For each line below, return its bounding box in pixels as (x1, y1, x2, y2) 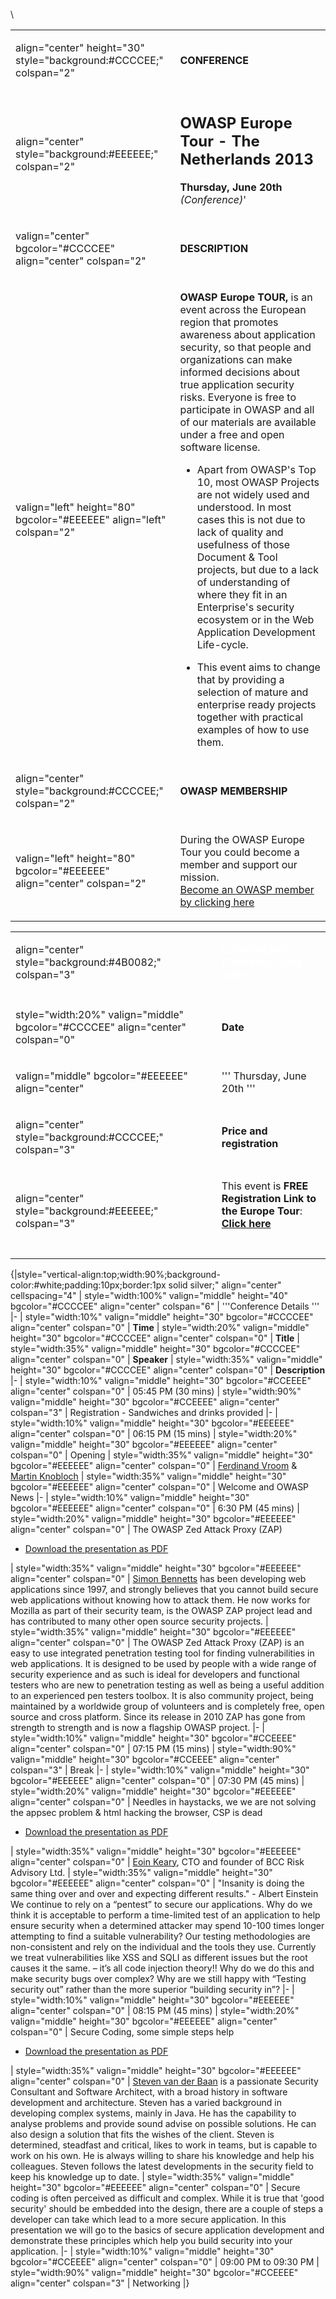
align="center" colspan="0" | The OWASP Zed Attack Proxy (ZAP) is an (10, 1636, 305, 1648)
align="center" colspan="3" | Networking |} (10, 2277, 190, 2289)
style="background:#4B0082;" (15, 955, 162, 969)
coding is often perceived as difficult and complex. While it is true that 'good (10, 2192, 325, 2204)
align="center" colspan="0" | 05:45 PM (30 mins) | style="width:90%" (10, 1385, 302, 1397)
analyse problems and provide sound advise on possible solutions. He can (10, 2117, 317, 2129)
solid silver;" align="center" (168, 1279, 282, 1291)
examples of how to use (196, 722, 310, 736)
